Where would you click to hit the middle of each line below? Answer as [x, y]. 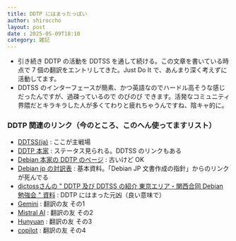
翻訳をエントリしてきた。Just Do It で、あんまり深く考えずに [138, 70]
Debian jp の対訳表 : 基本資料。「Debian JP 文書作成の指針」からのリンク [123, 169]
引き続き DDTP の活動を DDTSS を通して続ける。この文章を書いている [120, 61]
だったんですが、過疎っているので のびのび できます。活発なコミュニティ [124, 97]
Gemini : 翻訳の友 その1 [51, 204]
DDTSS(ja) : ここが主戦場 [54, 142]
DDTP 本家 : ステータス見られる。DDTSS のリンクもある [100, 151]
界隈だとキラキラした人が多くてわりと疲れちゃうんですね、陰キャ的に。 [123, 105]
